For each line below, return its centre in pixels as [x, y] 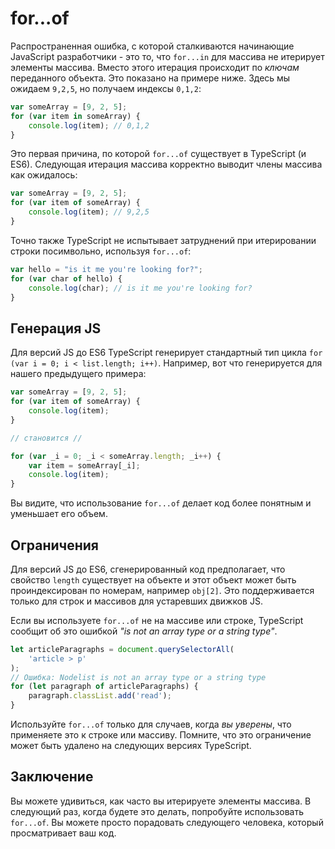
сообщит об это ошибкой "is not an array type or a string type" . [144, 631]
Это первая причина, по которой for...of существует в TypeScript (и [158, 154]
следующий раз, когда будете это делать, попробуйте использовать [157, 811]
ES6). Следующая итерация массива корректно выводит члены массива [166, 164]
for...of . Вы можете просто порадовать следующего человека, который [167, 822]
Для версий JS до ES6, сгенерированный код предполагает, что [148, 569]
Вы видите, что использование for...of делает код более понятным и [161, 503]
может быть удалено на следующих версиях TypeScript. [131, 746]
